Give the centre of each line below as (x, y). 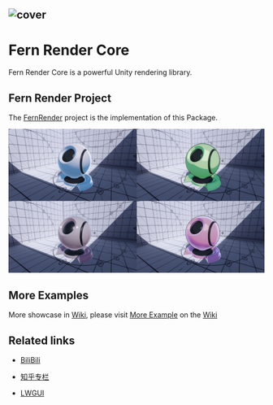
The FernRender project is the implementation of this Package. (113, 118)
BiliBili (30, 360)
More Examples (49, 296)
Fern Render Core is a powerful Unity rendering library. (100, 72)
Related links (42, 340)
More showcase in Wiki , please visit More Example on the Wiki (113, 315)
